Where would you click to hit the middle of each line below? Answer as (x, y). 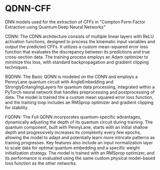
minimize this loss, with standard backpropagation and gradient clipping (77, 62)
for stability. (17, 108)
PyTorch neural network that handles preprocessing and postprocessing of (80, 92)
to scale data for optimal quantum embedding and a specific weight (72, 148)
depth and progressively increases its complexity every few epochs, (73, 132)
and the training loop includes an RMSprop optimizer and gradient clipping (79, 102)
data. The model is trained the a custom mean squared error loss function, (79, 97)
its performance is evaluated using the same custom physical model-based (80, 158)
